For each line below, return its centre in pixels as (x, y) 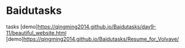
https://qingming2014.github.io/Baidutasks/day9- (97, 27)
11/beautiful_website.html (36, 32)
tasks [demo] (22, 27)
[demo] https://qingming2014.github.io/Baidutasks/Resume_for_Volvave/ (92, 39)
